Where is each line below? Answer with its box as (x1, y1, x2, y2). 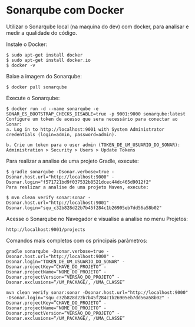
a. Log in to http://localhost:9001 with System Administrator (6, 126, 165, 133)
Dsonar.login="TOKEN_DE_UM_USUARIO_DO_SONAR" (6, 259, 120, 265)
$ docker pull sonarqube (6, 84, 67, 90)
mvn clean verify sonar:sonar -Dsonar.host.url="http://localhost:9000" (6, 289, 189, 295)
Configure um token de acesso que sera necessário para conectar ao (6, 116, 178, 122)
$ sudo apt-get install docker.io (6, 57, 91, 63)
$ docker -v (6, 62, 35, 68)
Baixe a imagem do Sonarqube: (6, 72, 82, 80)
